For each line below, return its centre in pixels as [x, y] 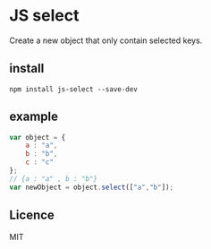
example [34, 117]
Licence [32, 215]
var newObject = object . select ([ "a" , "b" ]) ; [92, 187]
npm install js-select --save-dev [74, 89]
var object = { [38, 137]
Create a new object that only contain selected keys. [106, 40]
